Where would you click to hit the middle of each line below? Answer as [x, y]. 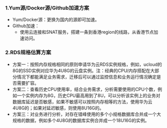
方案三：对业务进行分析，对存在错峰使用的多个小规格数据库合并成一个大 [86, 114]
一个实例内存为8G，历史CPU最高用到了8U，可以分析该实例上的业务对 [88, 95]
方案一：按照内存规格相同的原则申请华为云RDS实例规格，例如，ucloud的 [87, 64]
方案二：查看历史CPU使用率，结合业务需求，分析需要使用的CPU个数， [85, 89]
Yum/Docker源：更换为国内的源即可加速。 [56, 20]
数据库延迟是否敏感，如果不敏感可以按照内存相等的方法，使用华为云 [82, 102]
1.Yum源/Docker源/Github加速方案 [47, 7]
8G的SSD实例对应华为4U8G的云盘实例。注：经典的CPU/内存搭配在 [81, 70]
